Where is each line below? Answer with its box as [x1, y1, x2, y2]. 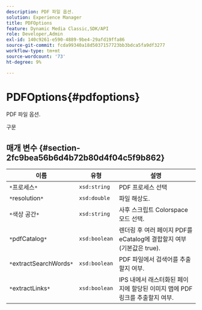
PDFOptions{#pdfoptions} [6, 90, 140, 104]
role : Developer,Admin [6, 31, 63, 37]
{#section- [38, 142, 81, 153]
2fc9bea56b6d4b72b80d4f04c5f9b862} [6, 153, 165, 163]
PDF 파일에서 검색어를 [118, 255, 179, 264]
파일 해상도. [118, 195, 150, 203]
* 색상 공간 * [9, 210, 40, 219]
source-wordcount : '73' [6, 53, 66, 59]
